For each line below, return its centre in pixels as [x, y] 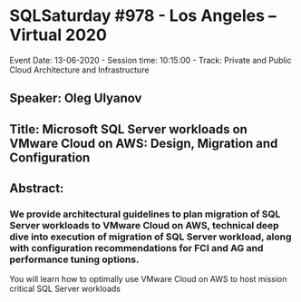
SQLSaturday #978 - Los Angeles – [143, 16]
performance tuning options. [74, 259]
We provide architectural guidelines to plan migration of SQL [145, 214]
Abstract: [37, 188]
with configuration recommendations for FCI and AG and [136, 248]
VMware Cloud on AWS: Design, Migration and [144, 143]
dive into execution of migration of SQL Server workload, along [150, 237]
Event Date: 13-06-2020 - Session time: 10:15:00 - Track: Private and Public [150, 60]
